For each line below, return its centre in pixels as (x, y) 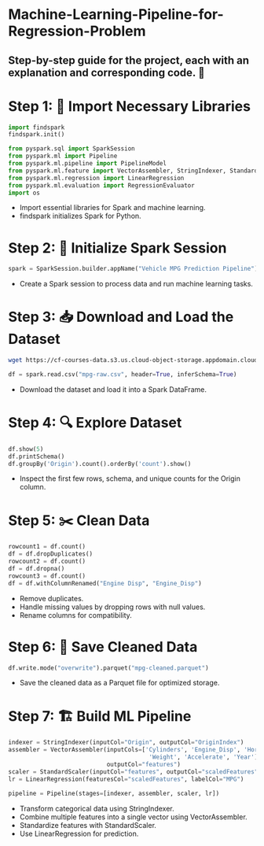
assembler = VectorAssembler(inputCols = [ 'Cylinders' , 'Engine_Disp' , (125, 750)
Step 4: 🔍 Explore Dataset (95, 423)
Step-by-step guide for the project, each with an (129, 60)
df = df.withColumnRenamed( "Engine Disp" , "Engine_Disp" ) (105, 583)
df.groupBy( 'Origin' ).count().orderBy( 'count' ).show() (100, 464)
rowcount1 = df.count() (47, 547)
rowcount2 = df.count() (47, 562)
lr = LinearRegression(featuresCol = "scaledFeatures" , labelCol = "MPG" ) (126, 779)
